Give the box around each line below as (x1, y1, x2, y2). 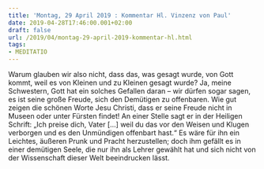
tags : (8, 41, 26, 49)
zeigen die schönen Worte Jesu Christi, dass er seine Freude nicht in (8, 103, 232, 112)
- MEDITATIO (8, 48, 47, 56)
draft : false (8, 26, 51, 34)
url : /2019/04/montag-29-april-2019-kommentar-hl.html (8, 33, 193, 42)
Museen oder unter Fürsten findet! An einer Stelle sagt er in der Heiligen (8, 112, 243, 120)
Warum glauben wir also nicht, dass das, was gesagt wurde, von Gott (8, 70, 234, 79)
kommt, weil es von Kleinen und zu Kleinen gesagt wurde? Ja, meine (8, 78, 232, 87)
